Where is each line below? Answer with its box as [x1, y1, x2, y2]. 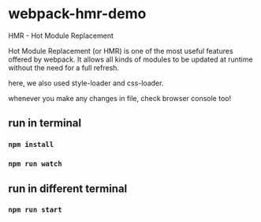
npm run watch [8, 160, 62, 168]
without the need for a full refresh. [8, 62, 120, 72]
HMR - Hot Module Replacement [8, 31, 114, 40]
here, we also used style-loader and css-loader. [8, 78, 164, 88]
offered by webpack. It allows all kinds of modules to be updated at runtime [8, 55, 254, 64]
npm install [8, 140, 54, 149]
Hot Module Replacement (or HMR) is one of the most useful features [8, 46, 234, 55]
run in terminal [8, 116, 81, 130]
